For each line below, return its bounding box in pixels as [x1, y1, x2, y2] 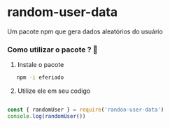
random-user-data [7, 4, 118, 20]
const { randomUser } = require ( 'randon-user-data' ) [7, 106, 164, 114]
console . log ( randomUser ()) [7, 112, 86, 119]
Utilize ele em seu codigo [17, 87, 91, 95]
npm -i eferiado [16, 74, 64, 81]
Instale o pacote [17, 61, 64, 69]
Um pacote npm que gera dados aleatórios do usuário [7, 27, 163, 36]
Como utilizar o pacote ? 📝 [7, 45, 98, 54]
